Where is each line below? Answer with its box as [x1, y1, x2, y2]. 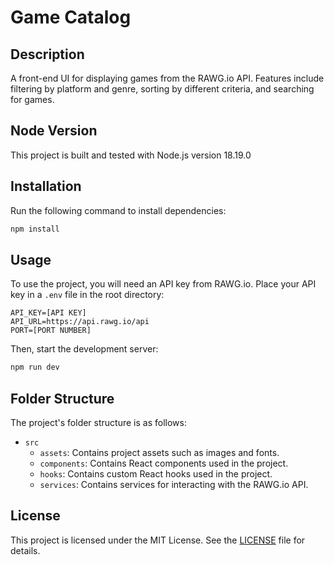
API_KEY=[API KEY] [10, 308, 87, 318]
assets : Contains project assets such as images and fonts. [39, 447, 280, 458]
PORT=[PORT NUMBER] [10, 326, 92, 336]
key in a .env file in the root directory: [10, 289, 165, 301]
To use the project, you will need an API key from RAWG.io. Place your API [10, 278, 317, 290]
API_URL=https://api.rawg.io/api [10, 317, 150, 327]
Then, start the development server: [10, 343, 159, 355]
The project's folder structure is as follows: [10, 417, 187, 428]
